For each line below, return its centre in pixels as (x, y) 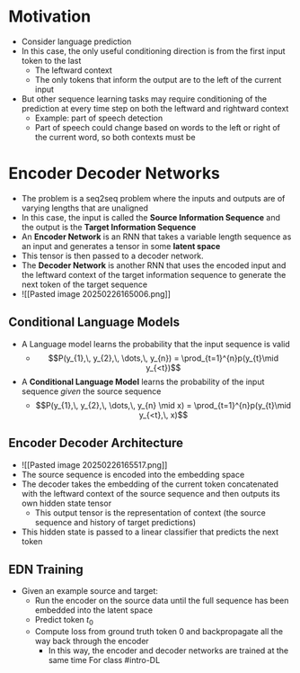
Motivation (50, 17)
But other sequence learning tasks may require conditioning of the (144, 99)
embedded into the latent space (94, 610)
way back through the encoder (92, 642)
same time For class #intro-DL (104, 660)
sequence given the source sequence (91, 391)
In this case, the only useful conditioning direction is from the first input (153, 50)
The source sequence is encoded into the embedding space (133, 474)
